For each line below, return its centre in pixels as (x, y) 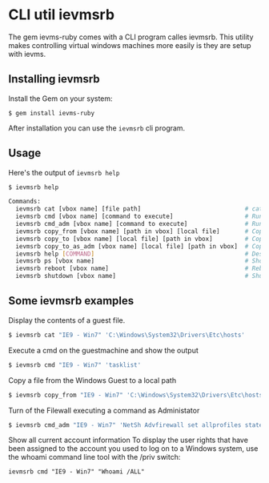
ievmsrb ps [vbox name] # (132, 261)
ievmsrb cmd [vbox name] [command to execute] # (132, 217)
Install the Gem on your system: (61, 99)
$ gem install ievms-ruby (51, 113)
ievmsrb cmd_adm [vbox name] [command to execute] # (132, 224)
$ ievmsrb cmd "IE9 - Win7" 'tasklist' (75, 365)
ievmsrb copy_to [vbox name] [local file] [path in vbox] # (132, 239)
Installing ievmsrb (54, 79)
